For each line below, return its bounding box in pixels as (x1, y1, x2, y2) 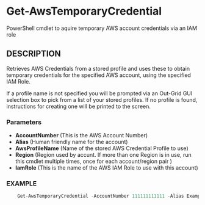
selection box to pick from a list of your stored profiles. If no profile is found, (6, 96, 198, 103)
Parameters (6, 118, 41, 126)
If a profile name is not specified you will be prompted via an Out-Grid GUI (6, 90, 193, 97)
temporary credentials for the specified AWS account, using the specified (6, 71, 191, 79)
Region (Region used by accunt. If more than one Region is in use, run (15, 151, 192, 159)
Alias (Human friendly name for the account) (15, 138, 128, 146)
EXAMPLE (6, 179, 37, 187)
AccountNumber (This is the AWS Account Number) (15, 132, 148, 139)
